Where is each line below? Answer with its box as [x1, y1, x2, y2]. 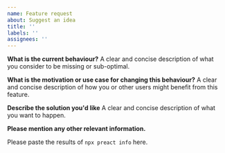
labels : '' [7, 29, 39, 37]
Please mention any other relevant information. [7, 125, 146, 133]
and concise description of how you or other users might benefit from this [7, 83, 218, 91]
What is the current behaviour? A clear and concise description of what [7, 55, 214, 63]
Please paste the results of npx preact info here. [7, 138, 148, 146]
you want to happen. [7, 111, 66, 120]
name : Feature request [7, 10, 73, 17]
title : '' [7, 23, 36, 30]
